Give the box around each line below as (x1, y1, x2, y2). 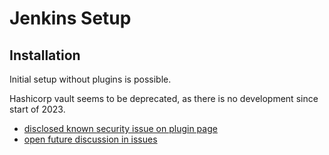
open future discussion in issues (23, 133, 158, 145)
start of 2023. (9, 103, 66, 115)
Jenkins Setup (9, 7, 132, 30)
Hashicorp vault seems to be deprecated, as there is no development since (9, 93, 319, 104)
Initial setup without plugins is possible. (9, 73, 172, 85)
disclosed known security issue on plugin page (23, 123, 218, 134)
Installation (9, 47, 81, 64)
